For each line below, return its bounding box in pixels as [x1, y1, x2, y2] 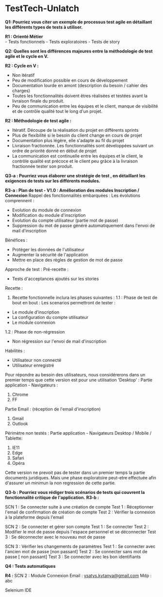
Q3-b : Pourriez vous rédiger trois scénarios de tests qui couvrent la [5, 489, 145, 495]
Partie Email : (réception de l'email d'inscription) [5, 406, 101, 412]
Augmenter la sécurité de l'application [12, 251, 88, 258]
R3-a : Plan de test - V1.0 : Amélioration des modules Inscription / [5, 187, 140, 193]
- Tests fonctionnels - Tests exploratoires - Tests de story [5, 38, 120, 44]
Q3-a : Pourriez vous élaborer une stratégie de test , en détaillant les [5, 173, 146, 178]
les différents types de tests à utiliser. [5, 24, 83, 30]
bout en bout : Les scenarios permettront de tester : [12, 299, 115, 305]
